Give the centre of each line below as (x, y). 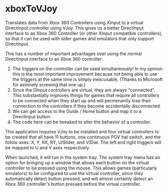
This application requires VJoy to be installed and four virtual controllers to (82, 131)
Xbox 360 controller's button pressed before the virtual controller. (73, 184)
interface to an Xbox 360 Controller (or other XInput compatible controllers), (84, 33)
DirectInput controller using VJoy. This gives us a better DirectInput (74, 28)
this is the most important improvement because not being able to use (85, 74)
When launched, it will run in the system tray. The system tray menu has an (83, 157)
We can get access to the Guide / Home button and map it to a (77, 111)
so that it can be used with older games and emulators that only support (80, 39)
